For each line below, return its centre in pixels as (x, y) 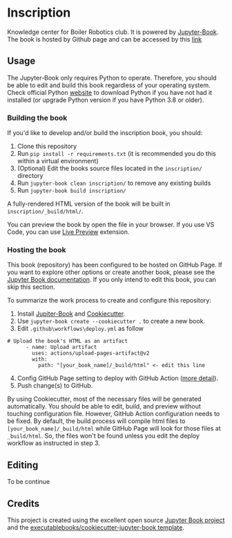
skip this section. (31, 287)
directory (30, 176)
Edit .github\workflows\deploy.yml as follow (80, 329)
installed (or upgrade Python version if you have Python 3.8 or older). (106, 100)
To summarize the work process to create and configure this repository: (109, 301)
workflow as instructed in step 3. (54, 443)
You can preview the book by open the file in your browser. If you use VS (111, 225)
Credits (23, 503)
